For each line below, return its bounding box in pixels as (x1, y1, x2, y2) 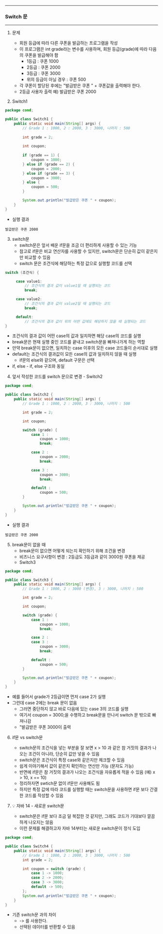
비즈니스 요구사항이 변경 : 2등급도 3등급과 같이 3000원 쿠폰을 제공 (19, 554, 146, 559)
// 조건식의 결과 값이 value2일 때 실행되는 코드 (24, 301, 111, 306)
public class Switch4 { (5, 844, 53, 849)
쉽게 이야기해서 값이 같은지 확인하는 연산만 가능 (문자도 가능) (19, 763, 134, 769)
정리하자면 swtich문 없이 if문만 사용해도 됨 (19, 780, 100, 786)
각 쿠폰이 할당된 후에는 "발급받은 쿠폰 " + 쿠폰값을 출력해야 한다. (19, 83, 142, 89)
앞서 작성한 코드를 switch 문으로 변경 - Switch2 (12, 374, 103, 379)
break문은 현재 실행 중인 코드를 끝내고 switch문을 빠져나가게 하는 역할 (12, 339, 146, 345)
